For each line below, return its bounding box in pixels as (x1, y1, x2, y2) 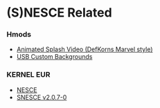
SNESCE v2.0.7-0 (16, 93, 67, 101)
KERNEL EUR (6, 70, 51, 80)
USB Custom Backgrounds (16, 53, 93, 61)
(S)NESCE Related (6, 5, 112, 21)
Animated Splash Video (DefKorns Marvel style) (16, 45, 153, 53)
